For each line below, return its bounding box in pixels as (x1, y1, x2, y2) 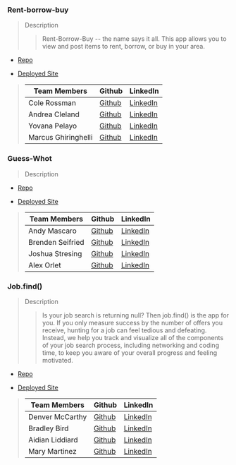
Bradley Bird (27, 423, 69, 433)
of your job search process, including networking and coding (42, 341, 220, 349)
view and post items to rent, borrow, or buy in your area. (42, 42, 206, 51)
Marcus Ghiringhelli (27, 133, 93, 143)
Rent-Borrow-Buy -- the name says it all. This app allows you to (42, 35, 227, 43)
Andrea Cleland (27, 109, 80, 119)
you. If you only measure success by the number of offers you (42, 318, 223, 327)
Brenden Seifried (27, 237, 85, 247)
